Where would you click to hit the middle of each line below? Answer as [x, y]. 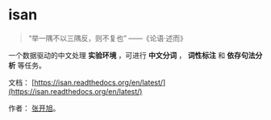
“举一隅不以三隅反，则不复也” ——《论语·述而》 [108, 38]
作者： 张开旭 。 [34, 108]
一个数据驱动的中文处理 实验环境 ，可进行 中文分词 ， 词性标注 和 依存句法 [132, 55]
